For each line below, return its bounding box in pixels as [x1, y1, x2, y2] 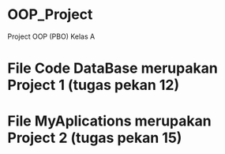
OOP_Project [7, 6, 93, 24]
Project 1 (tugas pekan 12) [7, 77, 180, 94]
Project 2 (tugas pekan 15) [7, 129, 182, 147]
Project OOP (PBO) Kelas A [7, 32, 96, 41]
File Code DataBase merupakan [7, 59, 218, 77]
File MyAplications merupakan [7, 112, 212, 130]
